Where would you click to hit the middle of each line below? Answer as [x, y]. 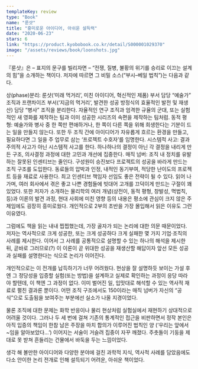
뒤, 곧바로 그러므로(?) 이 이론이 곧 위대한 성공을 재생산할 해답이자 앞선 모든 [92, 248]
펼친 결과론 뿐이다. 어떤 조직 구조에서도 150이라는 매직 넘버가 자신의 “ [97, 290]
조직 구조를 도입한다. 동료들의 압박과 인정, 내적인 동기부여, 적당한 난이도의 [91, 169]
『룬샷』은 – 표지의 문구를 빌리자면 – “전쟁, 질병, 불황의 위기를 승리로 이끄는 [94, 67]
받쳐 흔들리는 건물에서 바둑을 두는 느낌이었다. [75, 339]
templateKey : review [32, 12]
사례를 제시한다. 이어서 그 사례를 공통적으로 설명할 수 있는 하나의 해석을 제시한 [96, 241]
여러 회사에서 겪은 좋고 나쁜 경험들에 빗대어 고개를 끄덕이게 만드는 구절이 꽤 [105, 183]
